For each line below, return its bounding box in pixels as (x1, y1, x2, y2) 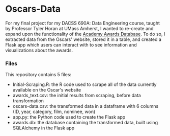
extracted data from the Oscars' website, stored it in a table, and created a (5, 36, 162, 42)
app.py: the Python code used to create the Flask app (12, 114, 126, 120)
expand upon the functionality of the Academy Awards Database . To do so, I (5, 31, 165, 37)
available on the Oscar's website (12, 87, 81, 93)
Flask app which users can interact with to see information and (5, 41, 137, 48)
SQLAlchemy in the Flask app (12, 125, 75, 131)
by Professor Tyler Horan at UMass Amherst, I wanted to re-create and (5, 25, 154, 31)
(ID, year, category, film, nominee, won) (12, 108, 96, 115)
